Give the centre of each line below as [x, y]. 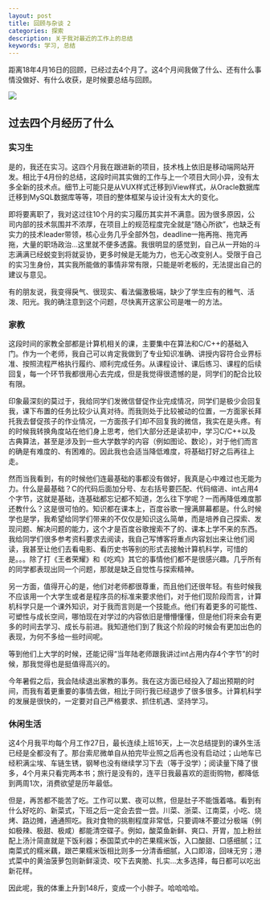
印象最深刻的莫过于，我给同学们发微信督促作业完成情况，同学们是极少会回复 [135, 401]
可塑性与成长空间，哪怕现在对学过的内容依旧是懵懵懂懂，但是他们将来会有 [131, 616]
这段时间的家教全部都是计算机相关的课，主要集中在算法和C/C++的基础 [125, 344]
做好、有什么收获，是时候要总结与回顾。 [89, 80]
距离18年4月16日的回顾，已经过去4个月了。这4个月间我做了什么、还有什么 [131, 70]
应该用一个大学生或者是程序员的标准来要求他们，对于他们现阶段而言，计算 [138, 596]
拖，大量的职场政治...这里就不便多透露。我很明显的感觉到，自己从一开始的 [131, 244]
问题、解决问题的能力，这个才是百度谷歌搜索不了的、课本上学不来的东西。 [138, 529]
